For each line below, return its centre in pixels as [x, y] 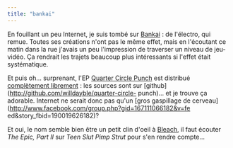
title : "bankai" [31, 14]
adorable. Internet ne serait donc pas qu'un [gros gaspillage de [99, 101]
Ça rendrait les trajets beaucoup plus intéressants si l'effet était [119, 57]
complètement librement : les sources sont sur [75, 85]
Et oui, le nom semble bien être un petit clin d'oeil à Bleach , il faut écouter [114, 129]
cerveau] [205, 101]
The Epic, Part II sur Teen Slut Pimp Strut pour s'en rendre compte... [106, 137]
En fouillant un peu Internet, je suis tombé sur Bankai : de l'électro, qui [109, 34]
